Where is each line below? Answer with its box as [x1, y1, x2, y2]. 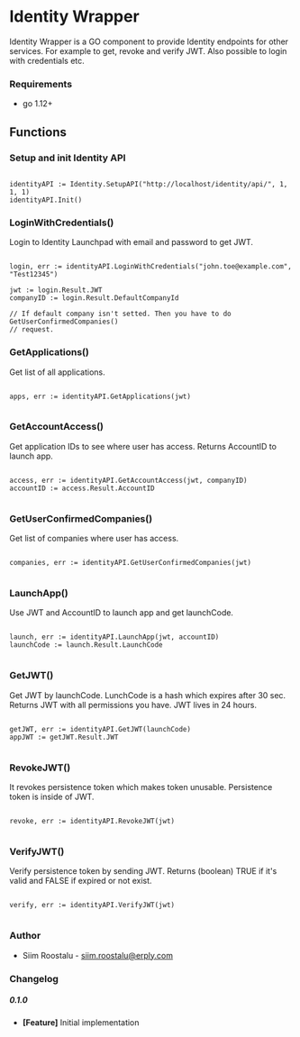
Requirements [9, 77, 73, 90]
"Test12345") [9, 270, 59, 279]
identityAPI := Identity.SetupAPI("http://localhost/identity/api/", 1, [9, 179, 288, 188]
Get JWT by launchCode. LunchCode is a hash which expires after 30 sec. [9, 689, 286, 700]
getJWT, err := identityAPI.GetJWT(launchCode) [9, 724, 192, 733]
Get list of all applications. [9, 367, 105, 378]
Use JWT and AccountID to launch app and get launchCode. [9, 607, 234, 618]
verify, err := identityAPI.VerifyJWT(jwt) [9, 901, 176, 910]
